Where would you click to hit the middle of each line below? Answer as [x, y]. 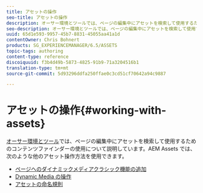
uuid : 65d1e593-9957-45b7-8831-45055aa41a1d [63, 34]
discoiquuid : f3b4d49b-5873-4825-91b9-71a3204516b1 [72, 62]
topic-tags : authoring [35, 51]
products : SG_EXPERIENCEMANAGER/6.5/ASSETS [62, 46]
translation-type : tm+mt [37, 68]
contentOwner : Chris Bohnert [43, 40]
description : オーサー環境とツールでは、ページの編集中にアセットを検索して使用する [100, 23]
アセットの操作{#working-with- [86, 111]
